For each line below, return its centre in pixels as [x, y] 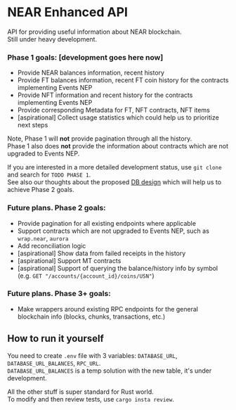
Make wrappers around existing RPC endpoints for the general [108, 309]
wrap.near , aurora [43, 238]
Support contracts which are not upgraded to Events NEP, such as [113, 231]
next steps [33, 125]
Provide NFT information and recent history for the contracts [105, 95]
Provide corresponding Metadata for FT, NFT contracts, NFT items [114, 110]
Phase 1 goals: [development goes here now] [85, 57]
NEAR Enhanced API [68, 12]
